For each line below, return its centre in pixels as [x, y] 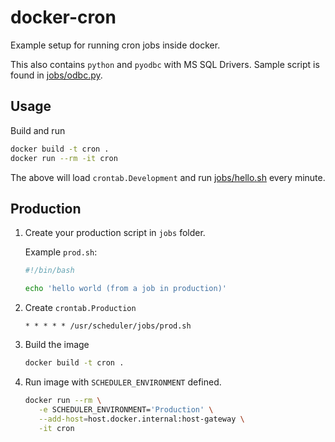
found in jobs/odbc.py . [56, 75]
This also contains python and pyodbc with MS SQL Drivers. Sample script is [165, 64]
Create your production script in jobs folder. [115, 233]
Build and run [38, 130]
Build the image [57, 345]
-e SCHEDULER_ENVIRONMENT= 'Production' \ [126, 409]
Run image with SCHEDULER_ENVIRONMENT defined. [123, 382]
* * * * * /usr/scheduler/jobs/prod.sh [108, 326]
